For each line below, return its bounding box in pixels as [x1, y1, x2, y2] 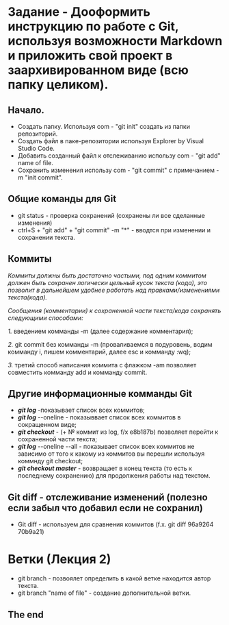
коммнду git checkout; [17, 457, 83, 465]
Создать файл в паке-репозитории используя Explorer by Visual [17, 137, 204, 145]
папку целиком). [8, 77, 109, 93]
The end [8, 609, 44, 620]
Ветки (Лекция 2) [8, 552, 111, 567]
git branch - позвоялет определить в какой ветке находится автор [17, 574, 211, 583]
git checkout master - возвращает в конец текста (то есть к [17, 464, 192, 473]
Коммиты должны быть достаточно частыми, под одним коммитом [8, 271, 207, 280]
